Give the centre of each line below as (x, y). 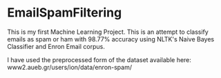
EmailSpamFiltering (65, 13)
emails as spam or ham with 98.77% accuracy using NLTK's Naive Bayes (111, 39)
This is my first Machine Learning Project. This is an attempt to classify (108, 32)
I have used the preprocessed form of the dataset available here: (99, 59)
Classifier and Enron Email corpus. (56, 46)
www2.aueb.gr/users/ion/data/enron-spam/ (70, 67)
